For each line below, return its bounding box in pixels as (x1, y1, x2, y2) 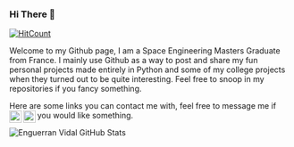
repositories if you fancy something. (9, 84, 142, 94)
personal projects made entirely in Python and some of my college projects (9, 64, 286, 75)
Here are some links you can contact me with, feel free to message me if (9, 101, 277, 111)
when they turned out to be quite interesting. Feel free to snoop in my (9, 74, 265, 85)
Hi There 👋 (9, 8, 55, 20)
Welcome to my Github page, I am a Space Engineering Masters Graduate (9, 45, 281, 56)
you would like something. (37, 110, 134, 121)
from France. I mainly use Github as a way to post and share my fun (9, 55, 258, 66)
